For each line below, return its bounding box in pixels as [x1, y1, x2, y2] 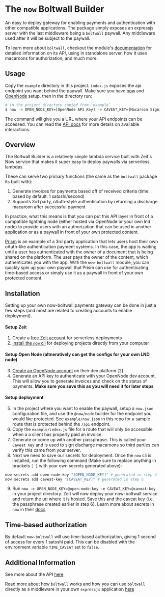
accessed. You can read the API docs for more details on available [5, 121, 139, 127]
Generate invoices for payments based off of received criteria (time [12, 188, 149, 194]
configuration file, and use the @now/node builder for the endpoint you [12, 410, 152, 416]
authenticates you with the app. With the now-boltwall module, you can [5, 259, 150, 266]
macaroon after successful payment [12, 204, 86, 210]
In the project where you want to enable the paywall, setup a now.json [12, 405, 154, 411]
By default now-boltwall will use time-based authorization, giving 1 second [5, 534, 156, 540]
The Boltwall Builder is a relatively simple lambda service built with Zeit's [5, 154, 152, 160]
